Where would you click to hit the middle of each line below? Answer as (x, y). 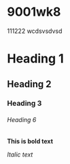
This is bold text (30, 141)
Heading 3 (24, 104)
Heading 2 (30, 84)
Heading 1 (36, 59)
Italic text (20, 154)
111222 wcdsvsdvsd (35, 31)
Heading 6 (22, 120)
